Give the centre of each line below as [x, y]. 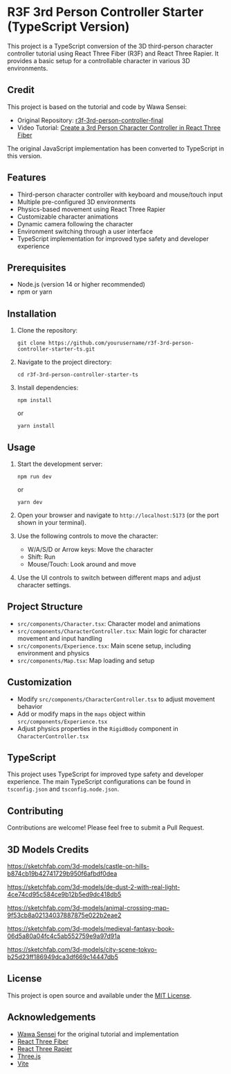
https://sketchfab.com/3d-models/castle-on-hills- [78, 866]
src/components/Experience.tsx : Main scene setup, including [104, 646]
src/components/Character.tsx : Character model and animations [109, 623]
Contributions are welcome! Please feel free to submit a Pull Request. [106, 828]
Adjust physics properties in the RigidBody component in [98, 728]
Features [27, 178]
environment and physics [53, 653]
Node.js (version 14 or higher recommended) [81, 285]
